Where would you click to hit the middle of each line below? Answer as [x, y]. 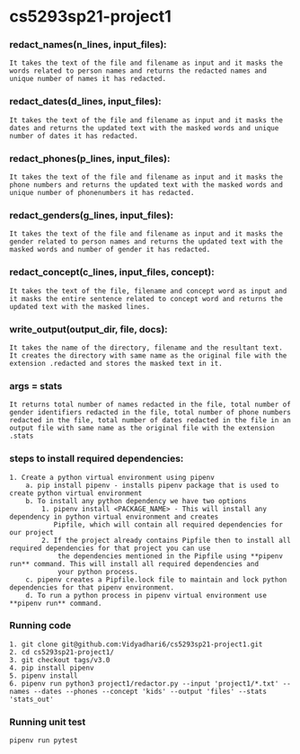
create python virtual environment [76, 493]
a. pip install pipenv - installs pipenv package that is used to [152, 485]
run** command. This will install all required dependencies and [134, 563]
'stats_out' [31, 699]
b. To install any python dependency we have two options [136, 501]
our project [31, 532]
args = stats [36, 386]
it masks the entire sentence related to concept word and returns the [146, 298]
